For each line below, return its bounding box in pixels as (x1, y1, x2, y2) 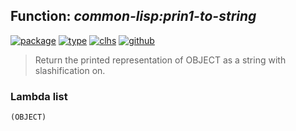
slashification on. (34, 64, 106, 76)
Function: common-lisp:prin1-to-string (10, 8, 257, 25)
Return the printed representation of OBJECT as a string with (34, 54, 287, 66)
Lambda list (10, 89, 68, 103)
